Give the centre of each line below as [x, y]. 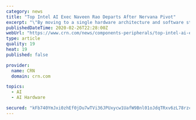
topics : [15, 87]
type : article [23, 38]
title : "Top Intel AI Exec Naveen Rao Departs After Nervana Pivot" [91, 17]
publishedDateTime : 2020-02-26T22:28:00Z [57, 28]
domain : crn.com [31, 76]
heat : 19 [17, 50]
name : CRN [23, 70]
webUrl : [15, 33]
